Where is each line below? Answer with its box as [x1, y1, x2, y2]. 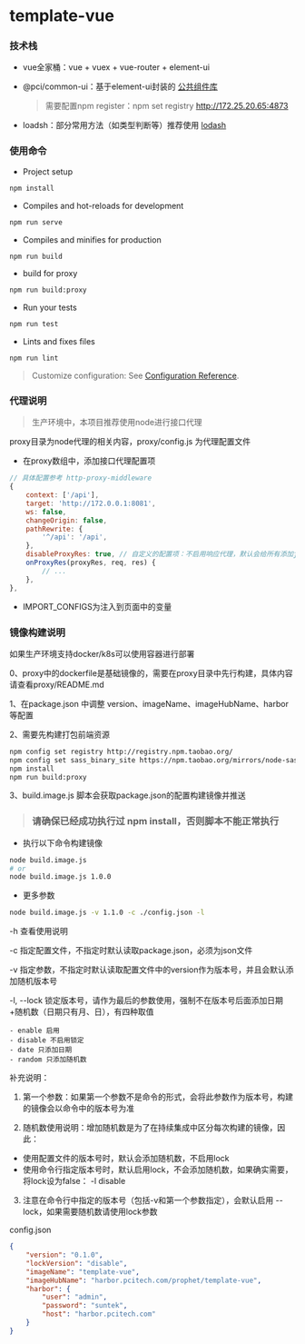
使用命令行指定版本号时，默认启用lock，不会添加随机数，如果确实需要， [22, 1164, 293, 1175]
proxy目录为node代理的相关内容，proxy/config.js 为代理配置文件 [9, 436, 251, 447]
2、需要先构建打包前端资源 [9, 729, 111, 740]
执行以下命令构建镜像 [22, 837, 103, 848]
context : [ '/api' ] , [25, 491, 100, 500]
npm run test [9, 320, 59, 329]
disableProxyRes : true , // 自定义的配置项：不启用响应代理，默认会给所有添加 [25, 550, 294, 559]
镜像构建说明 [9, 626, 66, 639]
